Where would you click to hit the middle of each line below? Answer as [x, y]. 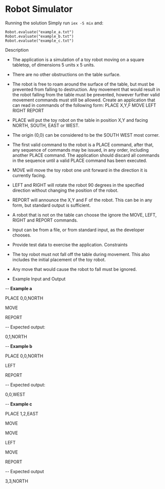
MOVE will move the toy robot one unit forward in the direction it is [80, 170]
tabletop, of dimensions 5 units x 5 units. [54, 65]
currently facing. [29, 175]
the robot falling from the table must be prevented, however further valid [86, 94]
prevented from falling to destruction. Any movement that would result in [86, 89]
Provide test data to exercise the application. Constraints [70, 244]
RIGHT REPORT [28, 110]
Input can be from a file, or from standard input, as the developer [78, 230]
